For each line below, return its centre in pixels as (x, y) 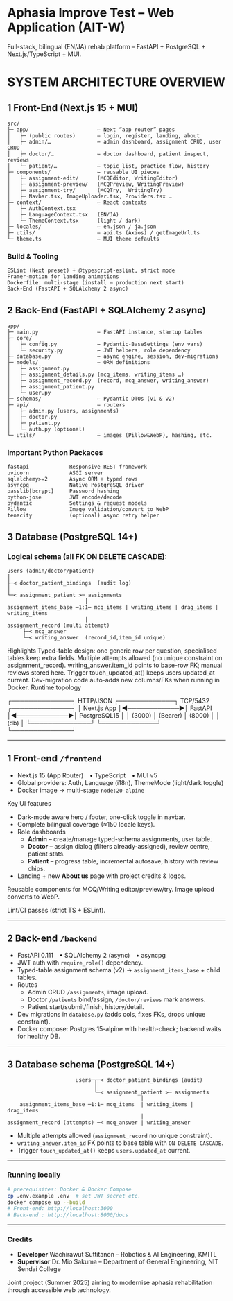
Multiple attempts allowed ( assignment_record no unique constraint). (115, 1136)
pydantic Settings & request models (77, 503)
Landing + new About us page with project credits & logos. (101, 876)
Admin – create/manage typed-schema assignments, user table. (120, 839)
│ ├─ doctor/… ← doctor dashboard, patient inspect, (108, 154)
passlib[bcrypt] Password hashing (63, 491)
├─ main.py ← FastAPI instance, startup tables (105, 332)
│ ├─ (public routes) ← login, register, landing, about (103, 136)
